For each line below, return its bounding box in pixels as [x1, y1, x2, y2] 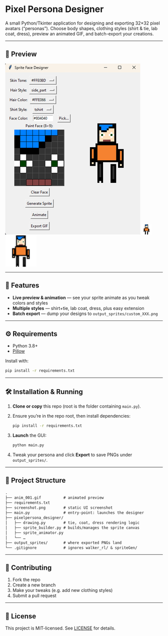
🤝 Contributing [5, 563, 52, 572]
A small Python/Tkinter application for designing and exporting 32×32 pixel [5, 20, 160, 26]
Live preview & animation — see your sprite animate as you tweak [12, 294, 150, 300]
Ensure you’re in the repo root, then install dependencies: [12, 413, 131, 419]
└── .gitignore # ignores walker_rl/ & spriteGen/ [5, 545, 137, 550]
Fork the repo [12, 577, 41, 583]
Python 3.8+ [12, 343, 38, 349]
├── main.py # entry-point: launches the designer [5, 510, 144, 515]
